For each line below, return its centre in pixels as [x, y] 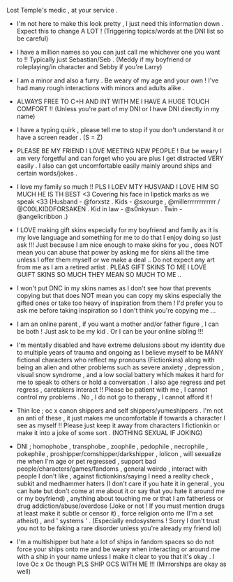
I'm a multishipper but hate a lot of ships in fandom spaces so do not [115, 542]
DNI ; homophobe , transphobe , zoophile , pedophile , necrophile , [112, 446]
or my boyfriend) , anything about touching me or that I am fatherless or [120, 498]
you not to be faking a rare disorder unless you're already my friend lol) [119, 528]
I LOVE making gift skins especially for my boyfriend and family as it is [117, 230]
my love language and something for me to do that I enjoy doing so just [119, 237]
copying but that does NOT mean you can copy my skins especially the [119, 296]
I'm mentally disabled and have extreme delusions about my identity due [121, 345]
